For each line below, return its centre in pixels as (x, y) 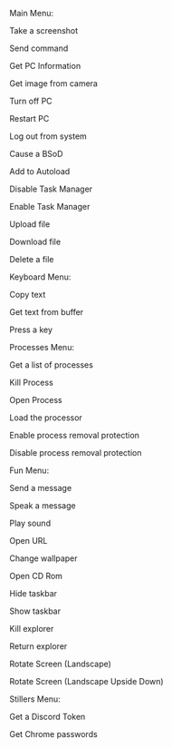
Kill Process (32, 382)
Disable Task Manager (51, 189)
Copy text (28, 295)
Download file (35, 241)
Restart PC (29, 118)
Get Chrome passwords (53, 734)
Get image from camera (53, 84)
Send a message (41, 488)
